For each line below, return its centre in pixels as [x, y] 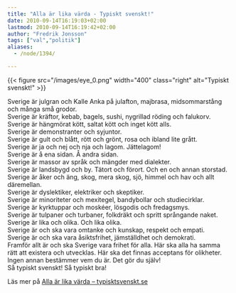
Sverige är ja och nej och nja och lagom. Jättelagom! [84, 146]
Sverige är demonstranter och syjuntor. [65, 132]
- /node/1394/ [34, 54]
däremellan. [25, 184]
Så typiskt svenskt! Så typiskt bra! [57, 267]
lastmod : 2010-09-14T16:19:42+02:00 [61, 27]
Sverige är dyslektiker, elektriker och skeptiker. [76, 192]
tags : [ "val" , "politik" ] [44, 41]
